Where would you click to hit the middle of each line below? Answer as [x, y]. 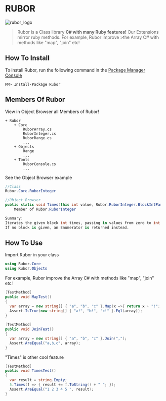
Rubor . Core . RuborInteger [31, 191]
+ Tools [22, 160]
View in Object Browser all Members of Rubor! [52, 112]
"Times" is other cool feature [35, 357]
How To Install [27, 58]
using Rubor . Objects [26, 269]
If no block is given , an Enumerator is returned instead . [67, 228]
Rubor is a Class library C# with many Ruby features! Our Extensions [88, 32]
